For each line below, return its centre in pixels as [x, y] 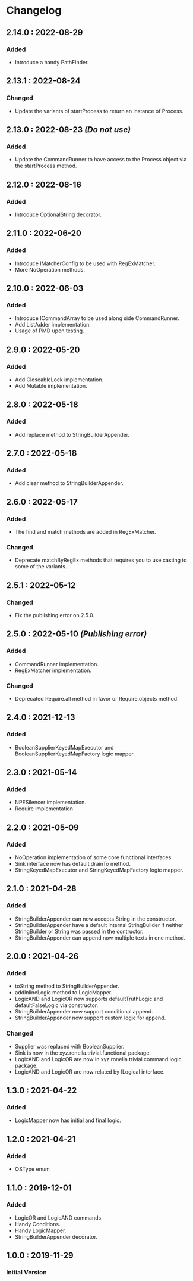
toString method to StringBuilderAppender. [67, 986]
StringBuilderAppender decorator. [56, 1236]
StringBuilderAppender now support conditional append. [84, 1012]
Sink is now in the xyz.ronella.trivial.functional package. [83, 1053]
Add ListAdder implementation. [53, 325]
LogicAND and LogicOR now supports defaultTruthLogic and [89, 999]
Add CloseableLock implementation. [59, 380]
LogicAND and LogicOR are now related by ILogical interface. [90, 1072]
